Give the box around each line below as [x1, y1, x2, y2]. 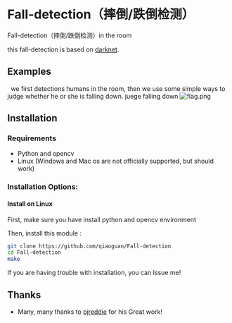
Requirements [7, 133, 57, 143]
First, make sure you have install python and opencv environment [7, 215, 197, 224]
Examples [7, 66, 51, 78]
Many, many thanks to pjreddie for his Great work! [17, 307, 163, 316]
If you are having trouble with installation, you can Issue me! [7, 269, 181, 277]
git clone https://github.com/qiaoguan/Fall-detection [7, 243, 172, 250]
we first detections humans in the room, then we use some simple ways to [10, 84, 226, 92]
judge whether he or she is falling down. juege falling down [7, 92, 179, 100]
